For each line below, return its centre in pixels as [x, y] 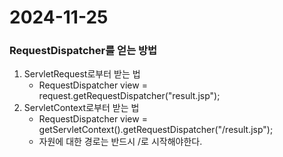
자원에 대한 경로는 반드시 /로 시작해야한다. [120, 142]
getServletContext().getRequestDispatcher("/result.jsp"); [156, 130]
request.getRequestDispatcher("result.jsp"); [129, 96]
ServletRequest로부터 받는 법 [82, 74]
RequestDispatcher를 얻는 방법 [83, 51]
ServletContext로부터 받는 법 [81, 108]
